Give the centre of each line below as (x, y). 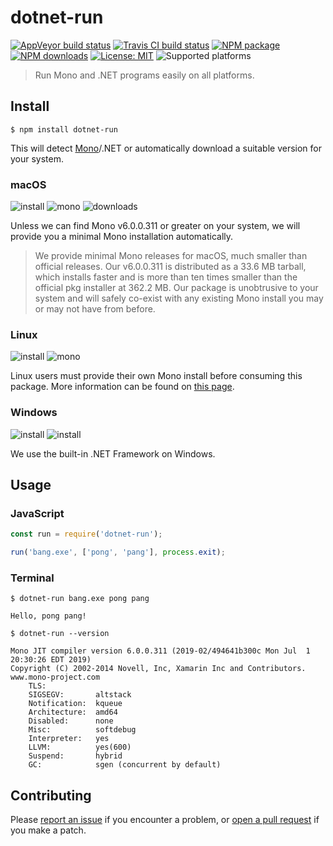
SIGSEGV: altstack (80, 695)
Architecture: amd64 (73, 712)
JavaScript (37, 513)
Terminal (32, 578)
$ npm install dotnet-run (64, 129)
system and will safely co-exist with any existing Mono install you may (179, 298)
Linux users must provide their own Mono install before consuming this (156, 376)
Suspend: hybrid (75, 756)
